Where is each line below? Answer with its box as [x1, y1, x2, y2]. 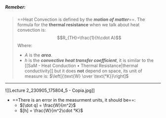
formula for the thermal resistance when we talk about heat [17, 21, 140, 27]
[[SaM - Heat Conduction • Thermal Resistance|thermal [24, 62, 138, 68]
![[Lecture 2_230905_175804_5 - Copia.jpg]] [5, 87, 95, 93]
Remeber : [5, 4, 26, 10]
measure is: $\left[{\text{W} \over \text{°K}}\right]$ [24, 73, 129, 79]
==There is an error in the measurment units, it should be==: [12, 97, 136, 103]
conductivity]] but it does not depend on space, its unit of [24, 67, 142, 74]
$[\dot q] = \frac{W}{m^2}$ [19, 102, 76, 108]
